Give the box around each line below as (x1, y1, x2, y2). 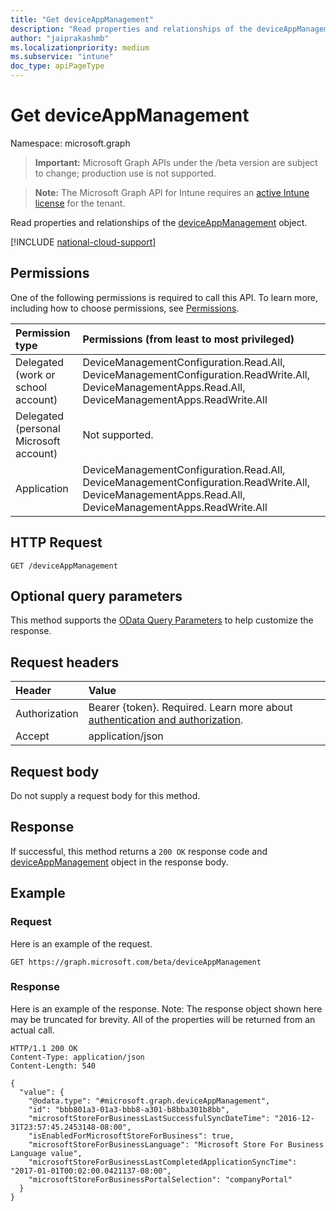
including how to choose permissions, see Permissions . (10, 302, 240, 314)
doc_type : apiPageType (10, 61, 105, 71)
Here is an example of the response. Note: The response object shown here (10, 1002, 323, 1015)
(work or (15, 367, 56, 381)
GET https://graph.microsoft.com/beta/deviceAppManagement (10, 957, 262, 967)
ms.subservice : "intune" (10, 52, 114, 62)
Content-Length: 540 (10, 1061, 97, 1071)
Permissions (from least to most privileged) (82, 332, 295, 346)
